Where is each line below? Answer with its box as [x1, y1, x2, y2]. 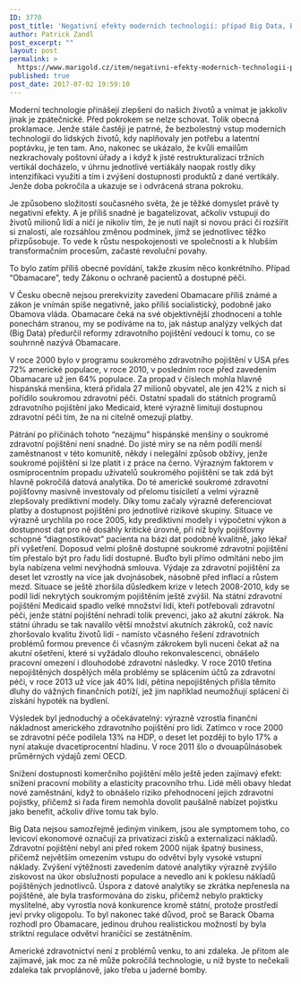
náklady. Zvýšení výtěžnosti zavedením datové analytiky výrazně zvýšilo [9, 861, 278, 872]
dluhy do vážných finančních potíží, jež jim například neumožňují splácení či [9, 686, 289, 697]
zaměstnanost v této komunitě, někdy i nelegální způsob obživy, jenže [9, 448, 268, 458]
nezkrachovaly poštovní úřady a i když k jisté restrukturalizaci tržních [9, 151, 264, 162]
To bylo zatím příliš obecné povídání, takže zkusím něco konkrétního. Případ [9, 262, 290, 273]
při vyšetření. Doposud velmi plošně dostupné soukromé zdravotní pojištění [9, 543, 288, 553]
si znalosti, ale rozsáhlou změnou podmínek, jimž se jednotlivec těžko [9, 226, 266, 237]
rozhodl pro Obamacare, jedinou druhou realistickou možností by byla [9, 919, 267, 929]
